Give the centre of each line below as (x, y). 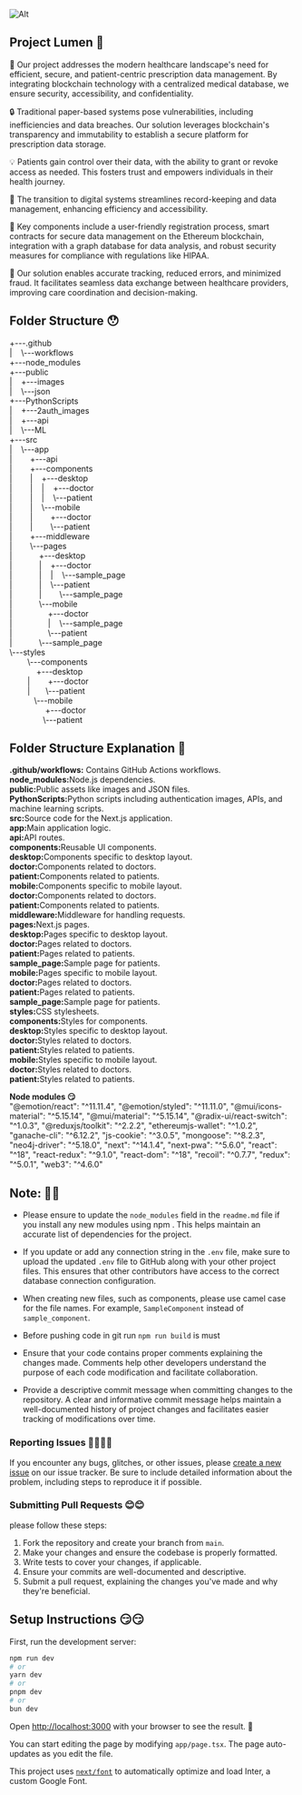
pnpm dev (26, 1692)
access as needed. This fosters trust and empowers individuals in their (141, 172)
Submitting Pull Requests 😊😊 (77, 1505)
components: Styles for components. (78, 1021)
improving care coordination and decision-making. (103, 292)
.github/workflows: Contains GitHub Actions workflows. (115, 770)
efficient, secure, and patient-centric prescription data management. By (144, 74)
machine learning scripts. (57, 808)
